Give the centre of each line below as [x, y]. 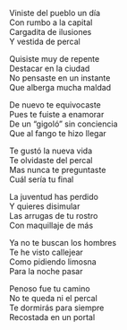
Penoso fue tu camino [50, 289]
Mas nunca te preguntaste [58, 170]
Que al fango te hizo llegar [58, 133]
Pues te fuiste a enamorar [57, 114]
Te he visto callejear [46, 252]
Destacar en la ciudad [50, 68]
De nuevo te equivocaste [55, 105]
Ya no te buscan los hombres [63, 243]
